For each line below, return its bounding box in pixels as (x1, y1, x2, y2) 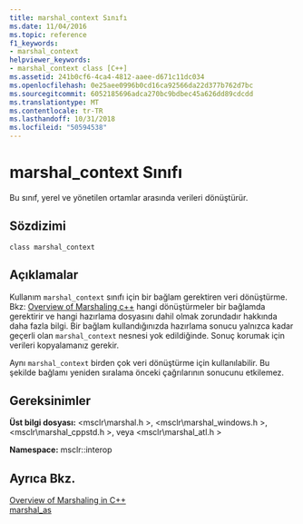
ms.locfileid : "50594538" (9, 124, 107, 133)
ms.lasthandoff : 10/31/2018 (9, 114, 116, 124)
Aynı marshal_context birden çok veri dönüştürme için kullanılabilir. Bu (9, 357, 270, 368)
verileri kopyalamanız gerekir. (9, 340, 120, 351)
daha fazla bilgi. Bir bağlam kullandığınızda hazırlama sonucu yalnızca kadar (9, 320, 294, 331)
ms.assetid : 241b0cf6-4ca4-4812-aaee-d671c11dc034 (9, 73, 205, 82)
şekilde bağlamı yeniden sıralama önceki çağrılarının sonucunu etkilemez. (9, 367, 284, 378)
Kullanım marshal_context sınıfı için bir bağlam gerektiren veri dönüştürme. (9, 292, 288, 302)
